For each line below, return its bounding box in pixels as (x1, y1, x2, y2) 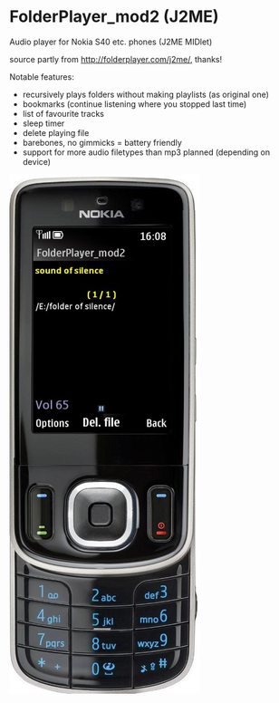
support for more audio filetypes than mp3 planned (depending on (22, 147, 271, 158)
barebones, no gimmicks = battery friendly (22, 137, 183, 148)
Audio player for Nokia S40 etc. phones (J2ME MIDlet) (9, 36, 213, 47)
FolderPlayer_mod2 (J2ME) (9, 6, 219, 27)
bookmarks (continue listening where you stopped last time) (22, 98, 247, 110)
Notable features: (9, 71, 74, 82)
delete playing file (22, 127, 90, 138)
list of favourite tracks (22, 108, 105, 119)
